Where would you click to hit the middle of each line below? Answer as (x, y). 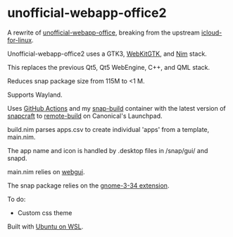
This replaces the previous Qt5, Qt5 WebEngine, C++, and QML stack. (109, 67)
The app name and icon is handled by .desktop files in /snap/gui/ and (108, 150)
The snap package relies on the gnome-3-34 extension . (88, 186)
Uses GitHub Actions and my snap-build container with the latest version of (117, 108)
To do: (17, 199)
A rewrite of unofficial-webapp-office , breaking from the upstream (104, 32)
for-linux (20, 39)
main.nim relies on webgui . (46, 171)
